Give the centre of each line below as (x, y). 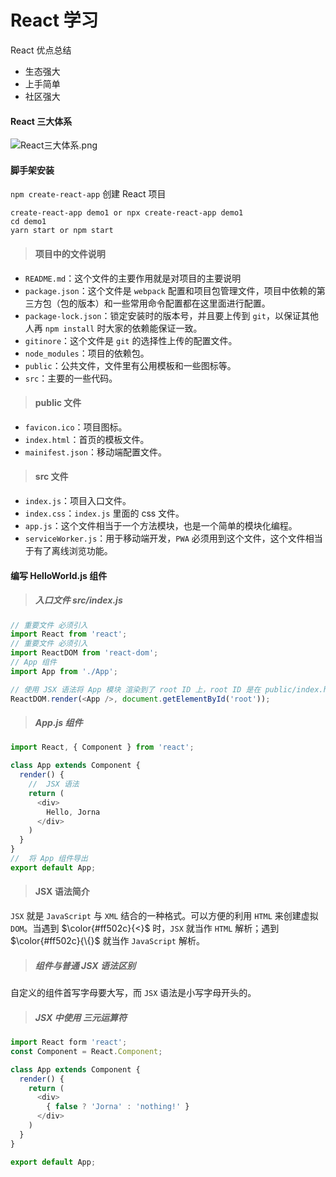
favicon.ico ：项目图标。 (76, 427)
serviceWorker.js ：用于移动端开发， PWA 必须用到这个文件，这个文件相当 (173, 538)
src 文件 (51, 477)
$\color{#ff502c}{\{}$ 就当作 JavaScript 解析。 (107, 941)
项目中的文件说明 (70, 253)
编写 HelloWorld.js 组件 (59, 575)
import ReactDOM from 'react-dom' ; (84, 653)
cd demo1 (28, 222)
